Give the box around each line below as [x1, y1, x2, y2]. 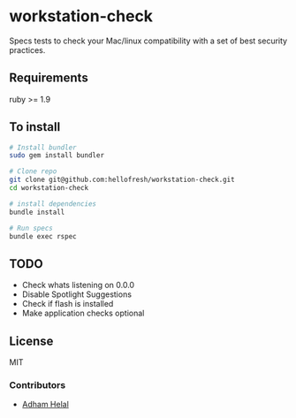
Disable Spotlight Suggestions [21, 289, 133, 300]
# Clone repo [9, 167, 57, 176]
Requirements [9, 71, 88, 86]
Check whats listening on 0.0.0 [21, 280, 135, 291]
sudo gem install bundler [9, 151, 104, 160]
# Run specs [9, 224, 53, 232]
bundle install [9, 208, 65, 217]
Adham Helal [21, 399, 69, 410]
